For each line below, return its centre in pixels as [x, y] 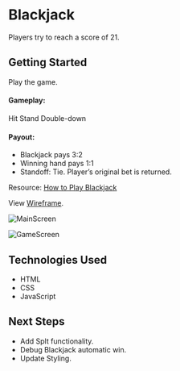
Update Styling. [46, 358]
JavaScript [38, 296]
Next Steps [37, 321]
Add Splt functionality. [57, 341]
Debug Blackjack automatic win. [73, 349]
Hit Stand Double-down [47, 118]
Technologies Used [57, 260]
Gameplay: [27, 100]
